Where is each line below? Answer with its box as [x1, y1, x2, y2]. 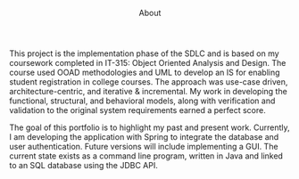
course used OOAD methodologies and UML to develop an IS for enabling [9, 67, 280, 77]
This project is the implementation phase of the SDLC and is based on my [9, 48, 279, 59]
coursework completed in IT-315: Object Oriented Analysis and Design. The [9, 58, 287, 68]
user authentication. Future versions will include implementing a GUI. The [9, 142, 278, 151]
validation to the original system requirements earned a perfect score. [9, 105, 266, 115]
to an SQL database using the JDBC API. [9, 160, 159, 170]
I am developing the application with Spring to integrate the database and [9, 132, 279, 142]
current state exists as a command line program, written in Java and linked [9, 151, 284, 161]
